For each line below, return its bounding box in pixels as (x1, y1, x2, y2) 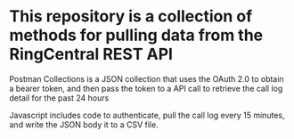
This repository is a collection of (9, 6, 253, 27)
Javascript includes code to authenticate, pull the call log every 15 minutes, (9, 110, 285, 120)
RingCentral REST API (9, 45, 174, 64)
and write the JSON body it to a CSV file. (9, 119, 159, 130)
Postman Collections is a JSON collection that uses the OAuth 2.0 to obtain (9, 73, 284, 84)
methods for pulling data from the (9, 25, 264, 45)
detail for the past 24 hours (9, 92, 110, 103)
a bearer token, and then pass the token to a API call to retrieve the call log (9, 83, 283, 94)
